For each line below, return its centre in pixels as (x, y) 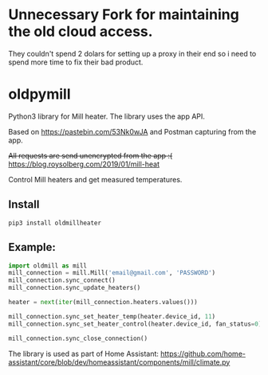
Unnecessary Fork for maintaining (124, 15)
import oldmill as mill (48, 266)
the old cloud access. (81, 31)
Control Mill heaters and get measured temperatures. (95, 179)
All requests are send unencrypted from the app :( (91, 155)
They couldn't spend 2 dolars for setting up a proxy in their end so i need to (132, 53)
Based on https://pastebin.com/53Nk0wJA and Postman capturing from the (132, 131)
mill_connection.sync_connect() (62, 280)
